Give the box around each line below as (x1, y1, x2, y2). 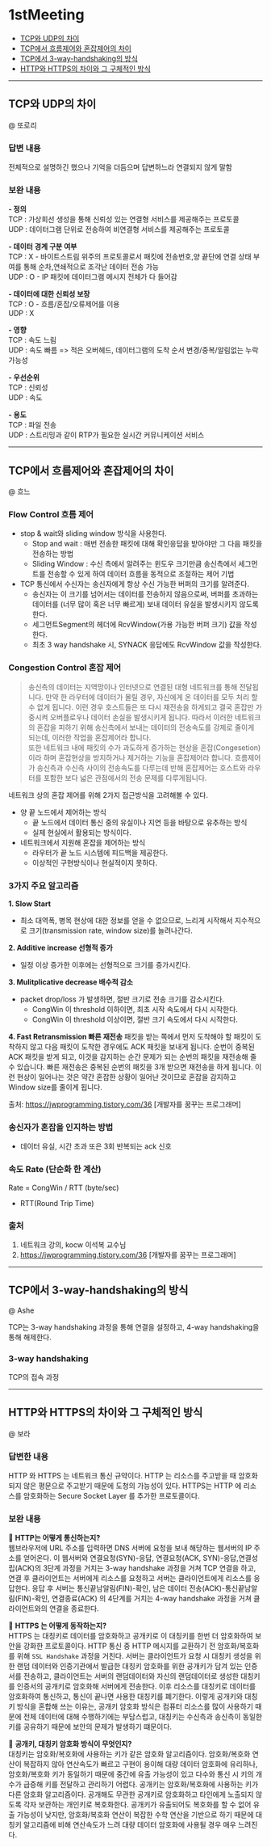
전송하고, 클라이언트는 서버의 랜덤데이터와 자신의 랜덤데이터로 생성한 (23, 1672, 240, 1681)
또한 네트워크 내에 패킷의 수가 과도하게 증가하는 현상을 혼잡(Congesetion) (27, 742, 261, 753)
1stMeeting (8, 6, 85, 24)
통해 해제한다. (8, 1332, 52, 1342)
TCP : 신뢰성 (8, 382, 48, 393)
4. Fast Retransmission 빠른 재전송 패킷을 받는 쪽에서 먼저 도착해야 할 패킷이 (8, 1032, 254, 1042)
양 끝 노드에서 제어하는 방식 (19, 807, 107, 817)
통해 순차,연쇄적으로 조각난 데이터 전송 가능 (23, 262, 160, 272)
